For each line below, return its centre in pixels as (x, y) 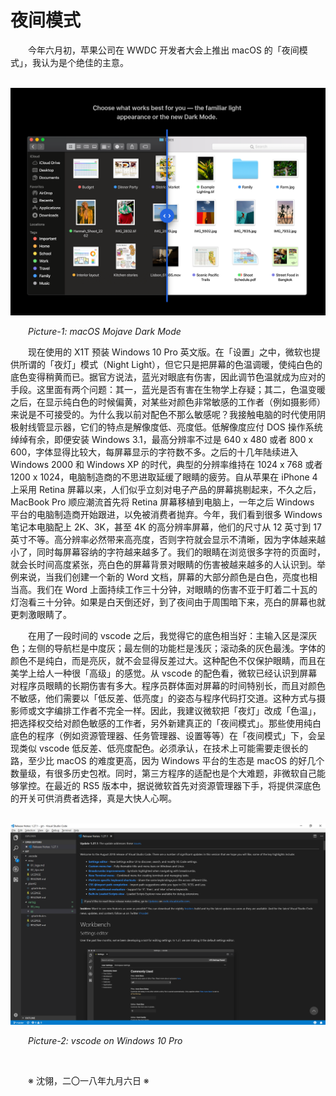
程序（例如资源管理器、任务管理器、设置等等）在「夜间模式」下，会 (176, 735)
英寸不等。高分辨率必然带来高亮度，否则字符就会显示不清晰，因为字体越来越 (168, 539)
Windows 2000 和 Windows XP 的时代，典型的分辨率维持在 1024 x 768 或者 (166, 464)
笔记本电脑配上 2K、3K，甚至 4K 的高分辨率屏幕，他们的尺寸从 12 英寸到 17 (166, 527)
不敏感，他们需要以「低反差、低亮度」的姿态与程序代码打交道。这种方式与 (163, 698)
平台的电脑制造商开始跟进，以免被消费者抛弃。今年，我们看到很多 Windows (166, 514)
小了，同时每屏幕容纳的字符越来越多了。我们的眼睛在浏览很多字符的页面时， (168, 552)
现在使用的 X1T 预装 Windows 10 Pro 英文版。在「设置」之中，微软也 (170, 352)
